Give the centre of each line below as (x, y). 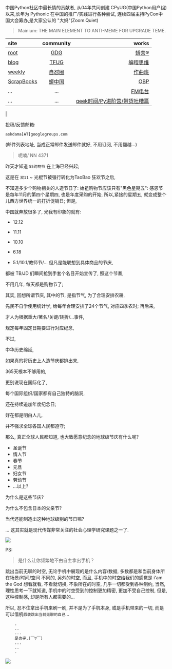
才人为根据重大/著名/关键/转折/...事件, (45, 317)
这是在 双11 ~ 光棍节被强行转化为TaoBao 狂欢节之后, (60, 177)
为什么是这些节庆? (25, 497)
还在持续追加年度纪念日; (31, 404)
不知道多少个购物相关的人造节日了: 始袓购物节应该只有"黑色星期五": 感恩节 (84, 188)
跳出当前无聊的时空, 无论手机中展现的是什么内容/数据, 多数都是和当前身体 (83, 571)
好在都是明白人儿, (24, 415)
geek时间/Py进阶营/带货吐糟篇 (112, 101)
